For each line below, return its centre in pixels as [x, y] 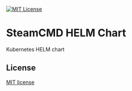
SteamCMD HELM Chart [66, 33]
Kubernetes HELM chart [36, 49]
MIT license [20, 82]
